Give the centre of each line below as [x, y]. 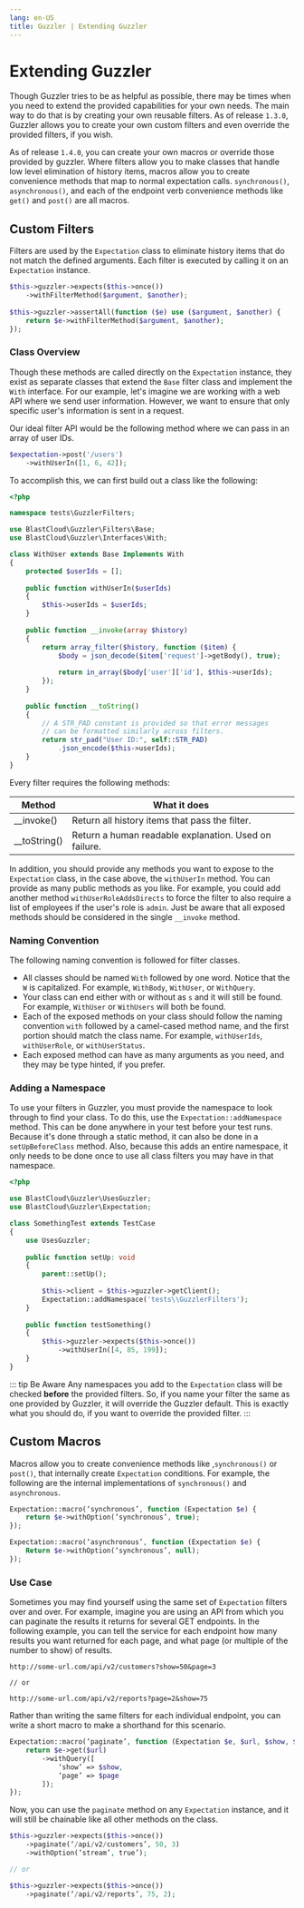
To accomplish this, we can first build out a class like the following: [133, 480]
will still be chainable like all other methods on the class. [114, 1819]
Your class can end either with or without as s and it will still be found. [152, 997]
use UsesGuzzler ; [58, 1240]
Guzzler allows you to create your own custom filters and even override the [149, 125]
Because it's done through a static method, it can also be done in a [134, 1137]
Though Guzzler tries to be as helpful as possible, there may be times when [150, 96]
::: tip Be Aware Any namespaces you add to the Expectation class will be [146, 1384]
